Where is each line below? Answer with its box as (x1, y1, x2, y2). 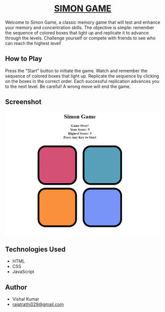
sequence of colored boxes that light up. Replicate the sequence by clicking (5, 73, 159, 79)
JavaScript (12, 269, 34, 274)
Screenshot (5, 98, 42, 106)
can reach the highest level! (5, 40, 62, 46)
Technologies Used (5, 245, 66, 254)
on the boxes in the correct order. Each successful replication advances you (5, 78, 160, 84)
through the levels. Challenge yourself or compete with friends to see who (5, 35, 156, 41)
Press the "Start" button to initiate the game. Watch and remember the (5, 68, 148, 74)
